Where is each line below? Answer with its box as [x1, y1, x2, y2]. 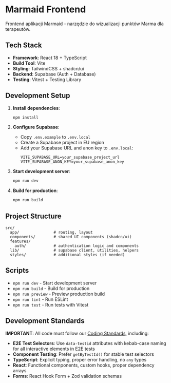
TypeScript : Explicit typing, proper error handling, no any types [12, 356, 147, 362]
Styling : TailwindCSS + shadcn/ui [12, 65, 84, 71]
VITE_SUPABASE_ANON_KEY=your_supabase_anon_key [20, 159, 124, 165]
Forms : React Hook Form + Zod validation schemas [12, 373, 122, 379]
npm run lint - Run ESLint [12, 296, 68, 302]
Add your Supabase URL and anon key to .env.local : [20, 145, 134, 151]
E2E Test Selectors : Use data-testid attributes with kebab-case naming [12, 340, 166, 346]
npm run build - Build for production [12, 285, 90, 291]
